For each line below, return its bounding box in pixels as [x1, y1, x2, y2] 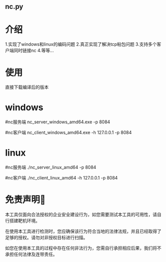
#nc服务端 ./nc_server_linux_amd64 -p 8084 [5, 165, 97, 171]
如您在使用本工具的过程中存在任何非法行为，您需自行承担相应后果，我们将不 [5, 245, 162, 251]
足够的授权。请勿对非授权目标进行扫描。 [5, 235, 88, 241]
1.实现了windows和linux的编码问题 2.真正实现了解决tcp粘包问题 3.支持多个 [5, 41, 157, 47]
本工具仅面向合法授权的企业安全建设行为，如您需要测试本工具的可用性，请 [5, 212, 157, 218]
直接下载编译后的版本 [5, 84, 49, 90]
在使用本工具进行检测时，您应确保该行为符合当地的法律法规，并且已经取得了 [5, 228, 162, 234]
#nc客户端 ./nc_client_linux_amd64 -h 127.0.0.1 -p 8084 [5, 175, 118, 181]
